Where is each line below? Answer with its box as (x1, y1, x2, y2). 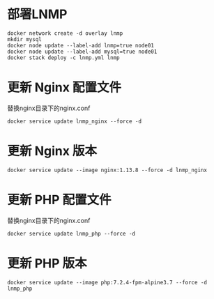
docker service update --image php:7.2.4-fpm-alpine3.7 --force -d (7, 279, 208, 286)
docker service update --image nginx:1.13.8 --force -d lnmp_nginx (7, 167, 208, 174)
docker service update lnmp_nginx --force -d (7, 118, 142, 125)
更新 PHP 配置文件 (7, 192, 112, 208)
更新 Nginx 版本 (7, 144, 98, 159)
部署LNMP (7, 6, 68, 22)
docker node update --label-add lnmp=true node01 (7, 42, 155, 49)
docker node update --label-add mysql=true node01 (7, 48, 158, 55)
